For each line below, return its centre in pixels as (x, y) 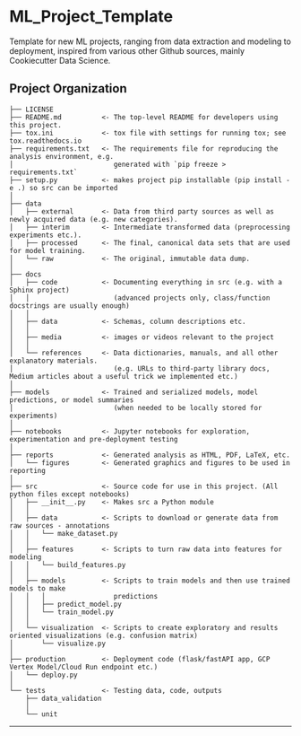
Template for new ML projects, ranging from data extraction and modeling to (150, 41)
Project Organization (68, 88)
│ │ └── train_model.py (62, 612)
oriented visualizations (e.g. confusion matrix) (104, 635)
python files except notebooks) (69, 494)
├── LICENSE (31, 110)
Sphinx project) (39, 290)
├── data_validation (64, 698)
